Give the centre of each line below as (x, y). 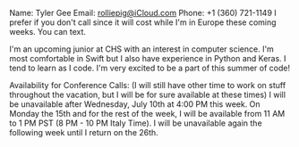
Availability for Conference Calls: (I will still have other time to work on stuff (148, 85)
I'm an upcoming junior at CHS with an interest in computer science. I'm (142, 49)
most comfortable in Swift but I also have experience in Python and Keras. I (148, 58)
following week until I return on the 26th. (84, 132)
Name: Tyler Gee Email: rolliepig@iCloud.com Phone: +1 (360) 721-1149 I (143, 13)
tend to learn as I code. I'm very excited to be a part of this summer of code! (150, 68)
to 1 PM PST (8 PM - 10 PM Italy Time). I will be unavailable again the (136, 123)
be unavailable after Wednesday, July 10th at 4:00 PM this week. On (135, 104)
